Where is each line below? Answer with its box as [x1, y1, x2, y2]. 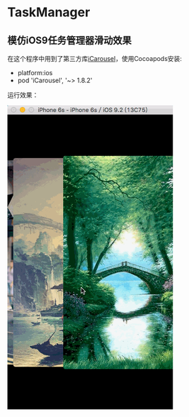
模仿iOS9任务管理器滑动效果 [7, 34, 132, 46]
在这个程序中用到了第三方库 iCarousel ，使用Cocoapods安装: [7, 55, 183, 62]
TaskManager [7, 4, 91, 21]
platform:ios [17, 69, 53, 77]
